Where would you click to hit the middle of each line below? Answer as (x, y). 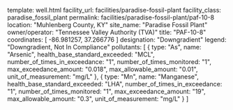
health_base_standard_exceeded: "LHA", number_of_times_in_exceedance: (115, 84)
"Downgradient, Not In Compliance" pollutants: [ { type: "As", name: (104, 47)
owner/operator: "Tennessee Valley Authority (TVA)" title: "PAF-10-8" (107, 32)
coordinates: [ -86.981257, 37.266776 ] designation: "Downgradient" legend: (117, 40)
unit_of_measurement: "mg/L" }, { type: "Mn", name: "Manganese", (103, 77)
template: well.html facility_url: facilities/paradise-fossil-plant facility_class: (114, 10)
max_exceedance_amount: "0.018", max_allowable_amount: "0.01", (103, 69)
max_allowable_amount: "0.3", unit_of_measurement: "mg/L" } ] (98, 99)
